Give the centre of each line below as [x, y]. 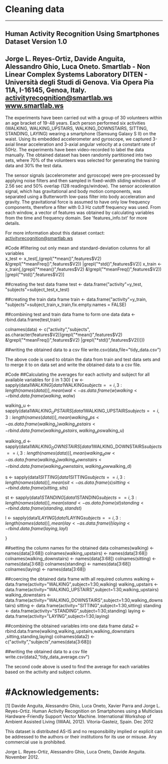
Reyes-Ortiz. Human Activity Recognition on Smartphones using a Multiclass [84, 711]
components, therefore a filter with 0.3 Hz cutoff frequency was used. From [83, 207]
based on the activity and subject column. [48, 672]
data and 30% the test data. [34, 166]
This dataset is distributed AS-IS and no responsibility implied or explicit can [84, 731]
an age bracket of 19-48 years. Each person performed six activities [75, 123]
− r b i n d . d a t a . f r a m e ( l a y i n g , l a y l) [37, 528]
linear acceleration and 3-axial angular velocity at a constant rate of [85, 144]
